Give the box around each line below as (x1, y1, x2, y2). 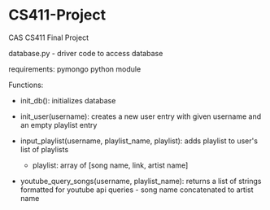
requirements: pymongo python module (8, 63, 142, 74)
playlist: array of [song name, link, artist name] (32, 160, 189, 170)
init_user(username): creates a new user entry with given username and (20, 112, 262, 121)
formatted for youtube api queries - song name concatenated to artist (20, 185, 254, 195)
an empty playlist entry (20, 120, 98, 129)
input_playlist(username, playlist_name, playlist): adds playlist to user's (20, 136, 259, 146)
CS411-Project (8, 6, 107, 24)
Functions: (8, 80, 44, 90)
